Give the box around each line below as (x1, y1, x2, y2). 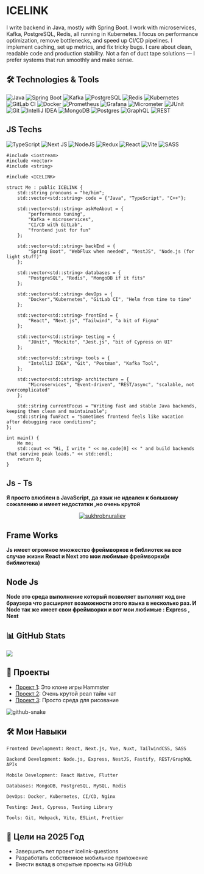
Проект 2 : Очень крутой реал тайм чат (15, 689, 117, 697)
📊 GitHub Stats (6, 631, 66, 641)
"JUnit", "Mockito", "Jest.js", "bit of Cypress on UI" (28, 339, 173, 345)
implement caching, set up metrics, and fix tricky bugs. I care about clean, (6, 43, 193, 51)
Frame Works (6, 530, 58, 540)
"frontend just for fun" (28, 227, 91, 233)
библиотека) (6, 559, 41, 566)
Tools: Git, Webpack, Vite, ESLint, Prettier (6, 815, 124, 821)
